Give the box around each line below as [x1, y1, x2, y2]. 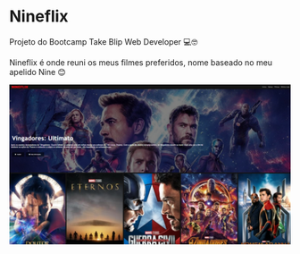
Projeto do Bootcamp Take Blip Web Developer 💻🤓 [9, 36, 198, 47]
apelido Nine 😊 [9, 66, 67, 77]
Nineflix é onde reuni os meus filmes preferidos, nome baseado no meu [9, 56, 273, 68]
